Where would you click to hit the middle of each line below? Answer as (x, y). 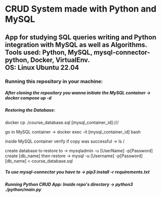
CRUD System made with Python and (81, 9)
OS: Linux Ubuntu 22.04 (42, 67)
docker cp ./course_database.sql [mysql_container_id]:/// (62, 122)
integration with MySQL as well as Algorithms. (76, 45)
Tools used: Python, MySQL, (49, 52)
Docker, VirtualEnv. (60, 60)
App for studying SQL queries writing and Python (81, 37)
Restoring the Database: (30, 110)
